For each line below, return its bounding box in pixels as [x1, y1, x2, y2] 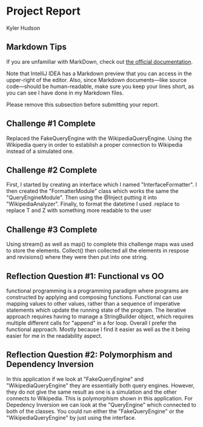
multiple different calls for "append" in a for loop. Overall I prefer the [6, 320, 177, 326]
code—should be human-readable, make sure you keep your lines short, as [6, 82, 195, 90]
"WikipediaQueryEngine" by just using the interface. [6, 414, 136, 421]
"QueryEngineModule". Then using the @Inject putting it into [6, 194, 158, 201]
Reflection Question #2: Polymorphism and [6, 350, 173, 360]
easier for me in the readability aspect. [6, 332, 103, 339]
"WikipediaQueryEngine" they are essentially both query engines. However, [6, 382, 195, 389]
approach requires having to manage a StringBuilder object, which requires [6, 313, 194, 320]
